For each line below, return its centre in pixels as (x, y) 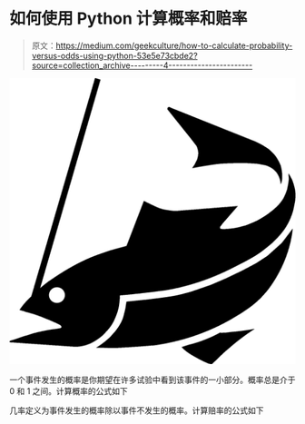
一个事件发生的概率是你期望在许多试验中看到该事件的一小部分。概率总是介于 (152, 380)
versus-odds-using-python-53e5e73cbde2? (114, 55)
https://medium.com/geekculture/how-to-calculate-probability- (174, 45)
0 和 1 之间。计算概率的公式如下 (69, 390)
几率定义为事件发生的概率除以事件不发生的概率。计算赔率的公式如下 (137, 410)
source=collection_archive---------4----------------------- (142, 65)
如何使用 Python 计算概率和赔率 (128, 19)
